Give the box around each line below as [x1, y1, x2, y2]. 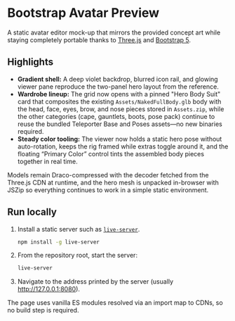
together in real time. [17, 157, 79, 165]
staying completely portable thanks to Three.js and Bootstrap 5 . [7, 35, 192, 44]
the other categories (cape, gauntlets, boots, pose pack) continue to [17, 112, 215, 120]
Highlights [7, 56, 54, 68]
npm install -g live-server [17, 238, 100, 246]
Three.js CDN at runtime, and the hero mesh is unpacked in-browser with [7, 178, 219, 187]
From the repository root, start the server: [17, 251, 138, 260]
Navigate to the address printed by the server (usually [17, 277, 174, 286]
